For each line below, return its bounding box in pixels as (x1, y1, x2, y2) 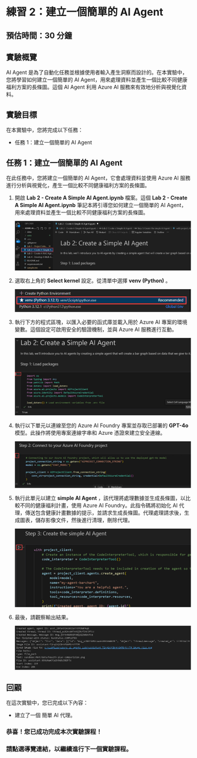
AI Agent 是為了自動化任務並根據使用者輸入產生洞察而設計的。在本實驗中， (6, 69, 188, 76)
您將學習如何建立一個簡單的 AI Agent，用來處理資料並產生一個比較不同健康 (6, 76, 188, 83)
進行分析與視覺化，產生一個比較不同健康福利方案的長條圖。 (6, 182, 150, 189)
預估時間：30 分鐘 (6, 31, 72, 40)
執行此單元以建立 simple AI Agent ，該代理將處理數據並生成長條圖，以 (14, 495, 186, 502)
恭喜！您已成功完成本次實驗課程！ (6, 728, 103, 736)
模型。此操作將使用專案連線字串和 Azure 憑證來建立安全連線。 (14, 429, 166, 436)
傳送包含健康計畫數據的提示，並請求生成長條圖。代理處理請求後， (25, 509, 185, 516)
